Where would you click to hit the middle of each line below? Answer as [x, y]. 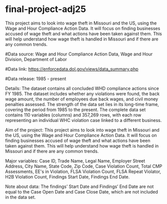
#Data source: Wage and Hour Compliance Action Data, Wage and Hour [79, 54]
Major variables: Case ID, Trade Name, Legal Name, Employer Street [75, 160]
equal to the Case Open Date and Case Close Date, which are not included [82, 191]
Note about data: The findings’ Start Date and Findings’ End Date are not [80, 186]
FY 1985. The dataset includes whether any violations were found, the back [83, 93]
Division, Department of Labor [36, 59]
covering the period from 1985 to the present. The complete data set [76, 109]
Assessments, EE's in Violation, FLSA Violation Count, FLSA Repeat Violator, [83, 171]
